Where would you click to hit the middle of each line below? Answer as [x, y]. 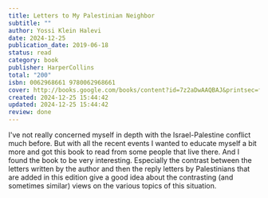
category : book [33, 61]
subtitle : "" [30, 23]
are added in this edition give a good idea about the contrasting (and [121, 177]
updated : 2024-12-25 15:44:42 [59, 105]
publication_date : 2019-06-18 [59, 46]
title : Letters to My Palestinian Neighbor [82, 16]
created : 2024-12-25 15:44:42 [59, 97]
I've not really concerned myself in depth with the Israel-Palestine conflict [130, 135]
